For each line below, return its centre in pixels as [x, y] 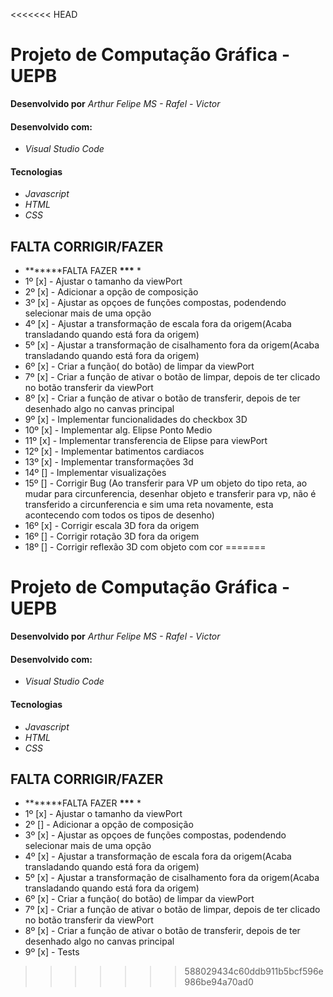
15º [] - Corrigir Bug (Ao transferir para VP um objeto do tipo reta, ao [166, 483]
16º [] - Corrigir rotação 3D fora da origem [112, 536]
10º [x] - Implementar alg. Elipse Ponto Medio [118, 430]
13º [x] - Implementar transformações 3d [109, 462]
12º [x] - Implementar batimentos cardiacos [114, 451]
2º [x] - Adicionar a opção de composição [111, 292]
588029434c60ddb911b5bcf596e [254, 971]
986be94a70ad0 [219, 982]
